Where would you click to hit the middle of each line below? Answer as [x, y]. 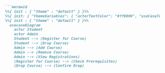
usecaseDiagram [25, 25]
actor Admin [26, 34]
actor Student [28, 30]
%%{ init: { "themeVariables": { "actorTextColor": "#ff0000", [71, 16]
